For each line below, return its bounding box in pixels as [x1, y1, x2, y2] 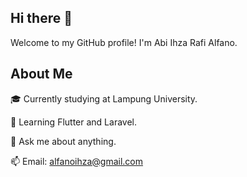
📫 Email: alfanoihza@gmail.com [10, 155, 144, 167]
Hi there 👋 [10, 10, 73, 27]
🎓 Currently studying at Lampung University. [10, 92, 198, 105]
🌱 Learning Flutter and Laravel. [10, 116, 138, 128]
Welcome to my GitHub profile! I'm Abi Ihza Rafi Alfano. [10, 36, 238, 48]
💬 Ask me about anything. [10, 135, 117, 147]
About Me [10, 66, 73, 83]
